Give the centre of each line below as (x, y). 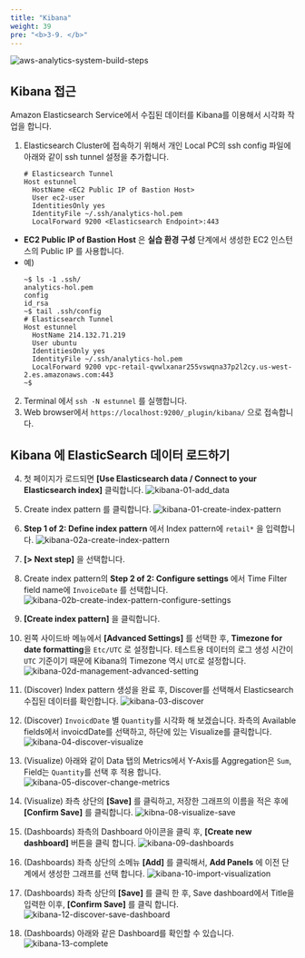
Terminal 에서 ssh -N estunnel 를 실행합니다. (105, 401)
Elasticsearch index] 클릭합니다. (84, 490)
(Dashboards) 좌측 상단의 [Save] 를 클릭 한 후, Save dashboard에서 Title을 (159, 893)
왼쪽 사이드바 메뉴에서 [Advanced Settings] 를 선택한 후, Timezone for (153, 638)
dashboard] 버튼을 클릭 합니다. (80, 843)
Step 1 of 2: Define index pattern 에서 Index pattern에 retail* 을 (143, 528)
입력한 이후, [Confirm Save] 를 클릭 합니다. (101, 904)
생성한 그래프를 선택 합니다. (96, 874)
